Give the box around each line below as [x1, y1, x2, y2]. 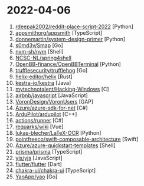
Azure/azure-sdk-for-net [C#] [15, 104, 88, 111]
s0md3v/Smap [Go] [15, 42, 64, 49]
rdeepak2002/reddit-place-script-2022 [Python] [15, 23, 133, 30]
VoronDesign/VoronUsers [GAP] [15, 98, 94, 105]
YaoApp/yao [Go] [15, 173, 58, 180]
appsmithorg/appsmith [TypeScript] [15, 29, 103, 36]
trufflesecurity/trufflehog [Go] [15, 67, 88, 74]
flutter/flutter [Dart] [15, 160, 63, 168]
